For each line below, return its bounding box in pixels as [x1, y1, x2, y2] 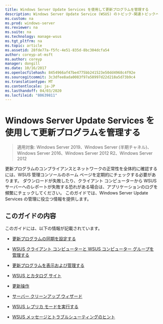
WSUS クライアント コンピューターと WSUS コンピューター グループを [12, 246, 154, 252]
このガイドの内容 [5, 211, 56, 220]
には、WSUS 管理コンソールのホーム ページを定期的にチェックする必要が [5, 172, 152, 178]
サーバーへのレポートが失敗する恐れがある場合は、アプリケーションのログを [5, 184, 158, 190]
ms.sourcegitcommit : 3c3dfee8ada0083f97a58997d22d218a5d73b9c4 [5, 75, 136, 80]
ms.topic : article [5, 43, 42, 48]
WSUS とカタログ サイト [12, 273, 62, 278]
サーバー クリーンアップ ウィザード [12, 293, 82, 299]
